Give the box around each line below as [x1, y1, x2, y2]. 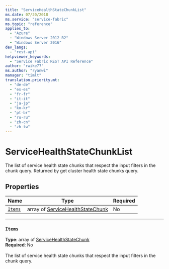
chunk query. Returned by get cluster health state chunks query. [5, 168, 139, 174]
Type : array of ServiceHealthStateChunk [5, 236, 90, 242]
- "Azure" [10, 31, 30, 36]
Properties [5, 182, 39, 191]
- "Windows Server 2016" [10, 40, 62, 45]
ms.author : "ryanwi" [5, 68, 49, 73]
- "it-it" [10, 96, 30, 101]
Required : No [5, 242, 34, 248]
